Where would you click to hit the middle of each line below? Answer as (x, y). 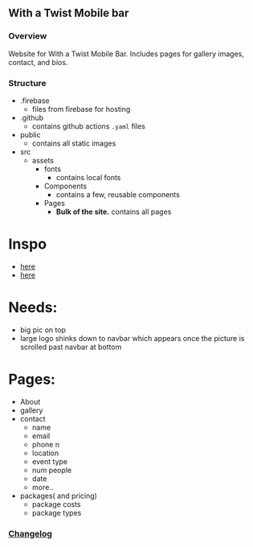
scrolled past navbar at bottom (71, 347)
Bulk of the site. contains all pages (114, 212)
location (45, 453)
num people (52, 470)
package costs (57, 504)
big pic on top (43, 330)
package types (57, 512)
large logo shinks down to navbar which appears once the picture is (132, 338)
